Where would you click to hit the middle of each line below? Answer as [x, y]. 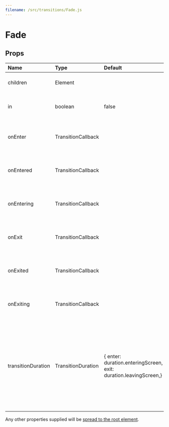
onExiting [19, 304]
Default [113, 68]
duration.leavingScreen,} [133, 375]
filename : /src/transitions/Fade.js [44, 10]
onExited [18, 271]
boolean [65, 106]
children [17, 82]
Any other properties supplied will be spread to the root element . [72, 419]
